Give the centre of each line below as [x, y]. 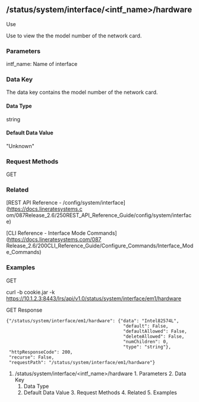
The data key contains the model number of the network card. [82, 92]
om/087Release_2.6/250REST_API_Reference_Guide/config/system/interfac [99, 215]
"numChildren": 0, [146, 341]
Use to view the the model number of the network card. [74, 36]
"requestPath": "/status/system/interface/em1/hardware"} [82, 362]
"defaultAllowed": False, [155, 331]
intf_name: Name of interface [42, 64]
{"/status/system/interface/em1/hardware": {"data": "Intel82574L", [93, 321]
